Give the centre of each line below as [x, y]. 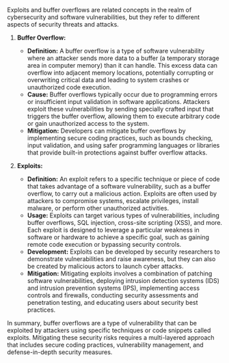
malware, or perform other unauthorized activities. [98, 208]
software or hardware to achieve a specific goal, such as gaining [118, 237]
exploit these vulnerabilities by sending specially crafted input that [120, 109]
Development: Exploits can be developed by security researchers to [123, 252]
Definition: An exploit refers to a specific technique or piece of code [123, 179]
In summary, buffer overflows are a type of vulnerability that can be [102, 323]
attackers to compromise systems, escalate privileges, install [113, 201]
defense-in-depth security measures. [60, 352]
